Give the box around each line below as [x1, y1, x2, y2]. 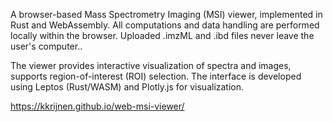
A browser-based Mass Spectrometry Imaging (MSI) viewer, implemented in [10, 9, 323, 20]
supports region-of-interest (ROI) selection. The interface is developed [10, 70, 302, 82]
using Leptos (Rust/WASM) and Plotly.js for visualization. [10, 81, 245, 93]
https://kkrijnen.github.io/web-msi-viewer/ [10, 100, 185, 112]
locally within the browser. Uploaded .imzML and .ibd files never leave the [10, 30, 315, 41]
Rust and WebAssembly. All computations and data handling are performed [10, 19, 320, 31]
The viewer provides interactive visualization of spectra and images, [10, 60, 292, 71]
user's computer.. [10, 40, 83, 52]
